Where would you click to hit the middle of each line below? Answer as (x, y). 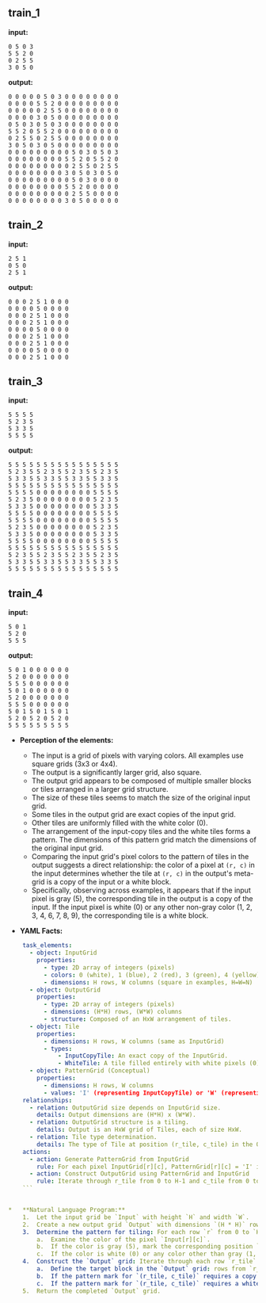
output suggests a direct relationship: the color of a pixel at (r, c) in (143, 865)
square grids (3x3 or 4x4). (74, 764)
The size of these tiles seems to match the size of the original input (141, 798)
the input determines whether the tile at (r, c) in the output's (132, 873)
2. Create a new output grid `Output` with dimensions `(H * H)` (134, 1225)
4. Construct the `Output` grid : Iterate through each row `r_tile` (140, 1262)
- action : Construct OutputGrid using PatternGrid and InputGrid (139, 1174)
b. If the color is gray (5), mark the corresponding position (145, 1247)
